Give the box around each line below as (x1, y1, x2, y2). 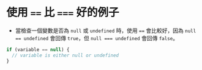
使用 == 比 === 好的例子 (6, 5, 119, 19)
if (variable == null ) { (6, 46, 70, 52)
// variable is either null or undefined (12, 52, 119, 58)
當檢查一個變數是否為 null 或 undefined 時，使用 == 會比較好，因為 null (15, 27, 196, 34)
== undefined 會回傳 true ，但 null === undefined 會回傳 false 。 (15, 34, 179, 41)
